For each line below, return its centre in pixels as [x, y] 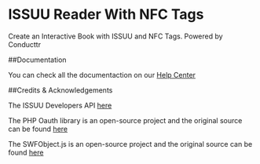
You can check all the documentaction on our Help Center [102, 75]
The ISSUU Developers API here [60, 105]
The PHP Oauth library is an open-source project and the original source [125, 120]
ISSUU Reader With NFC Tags [106, 15]
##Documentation [37, 60]
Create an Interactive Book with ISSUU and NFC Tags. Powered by [115, 36]
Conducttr [25, 44]
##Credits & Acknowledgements [60, 90]
